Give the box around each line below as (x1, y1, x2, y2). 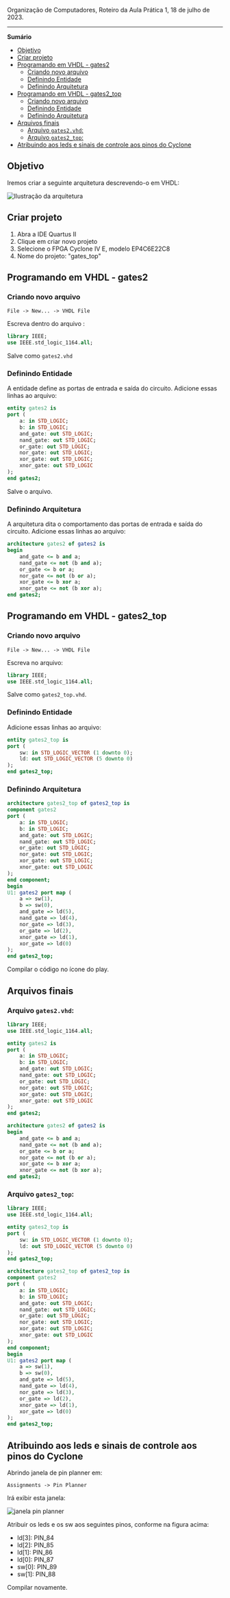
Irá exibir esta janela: (7, 1493, 66, 1502)
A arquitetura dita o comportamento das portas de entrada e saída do (7, 520, 203, 528)
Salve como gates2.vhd (7, 352, 73, 360)
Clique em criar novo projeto (16, 237, 98, 245)
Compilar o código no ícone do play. (7, 965, 110, 973)
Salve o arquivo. (7, 487, 53, 495)
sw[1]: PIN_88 (16, 1570, 56, 1578)
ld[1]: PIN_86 (16, 1548, 53, 1556)
